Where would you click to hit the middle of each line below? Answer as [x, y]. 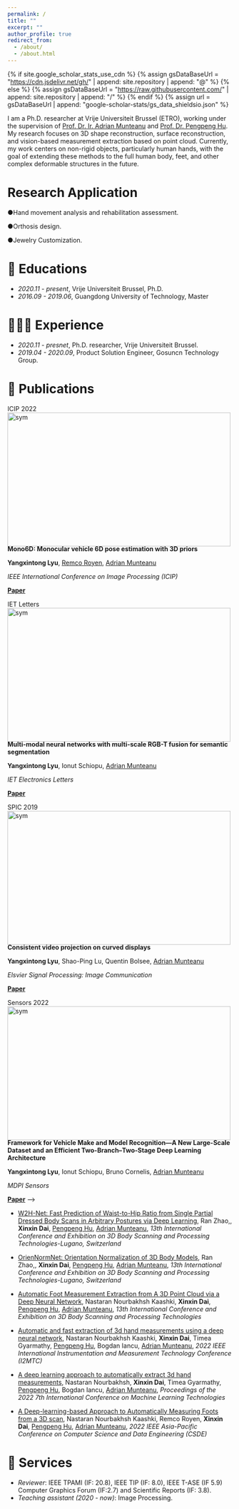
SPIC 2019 [22, 807]
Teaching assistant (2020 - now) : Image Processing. [95, 1498]
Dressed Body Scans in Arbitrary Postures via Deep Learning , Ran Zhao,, [125, 1221]
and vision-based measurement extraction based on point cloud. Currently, [118, 141]
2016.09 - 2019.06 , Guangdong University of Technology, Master [113, 296]
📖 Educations [47, 269]
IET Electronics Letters [40, 779]
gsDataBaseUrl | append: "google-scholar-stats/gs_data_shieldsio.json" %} [118, 104]
